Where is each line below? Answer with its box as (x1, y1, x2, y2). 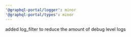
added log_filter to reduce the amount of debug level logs (5, 26, 126, 32)
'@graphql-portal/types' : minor (5, 12, 74, 17)
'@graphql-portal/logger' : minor (5, 7, 76, 13)
